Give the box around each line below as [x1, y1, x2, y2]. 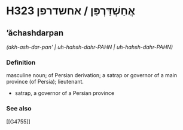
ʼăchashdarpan [6, 28, 64, 38]
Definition [6, 58, 36, 66]
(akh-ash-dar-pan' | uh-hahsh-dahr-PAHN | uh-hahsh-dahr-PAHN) [6, 43, 173, 50]
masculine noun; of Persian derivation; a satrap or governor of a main [6, 72, 178, 79]
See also [6, 104, 32, 113]
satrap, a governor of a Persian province [14, 90, 115, 97]
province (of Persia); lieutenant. [6, 78, 84, 85]
